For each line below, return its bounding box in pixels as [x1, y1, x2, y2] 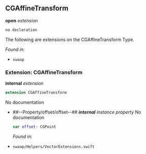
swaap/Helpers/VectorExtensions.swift [12, 144, 95, 149]
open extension [5, 17, 38, 23]
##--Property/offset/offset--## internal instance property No [12, 109, 141, 115]
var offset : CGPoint [12, 124, 56, 129]
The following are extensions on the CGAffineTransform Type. [5, 36, 134, 43]
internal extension [5, 80, 44, 86]
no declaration [5, 27, 38, 32]
